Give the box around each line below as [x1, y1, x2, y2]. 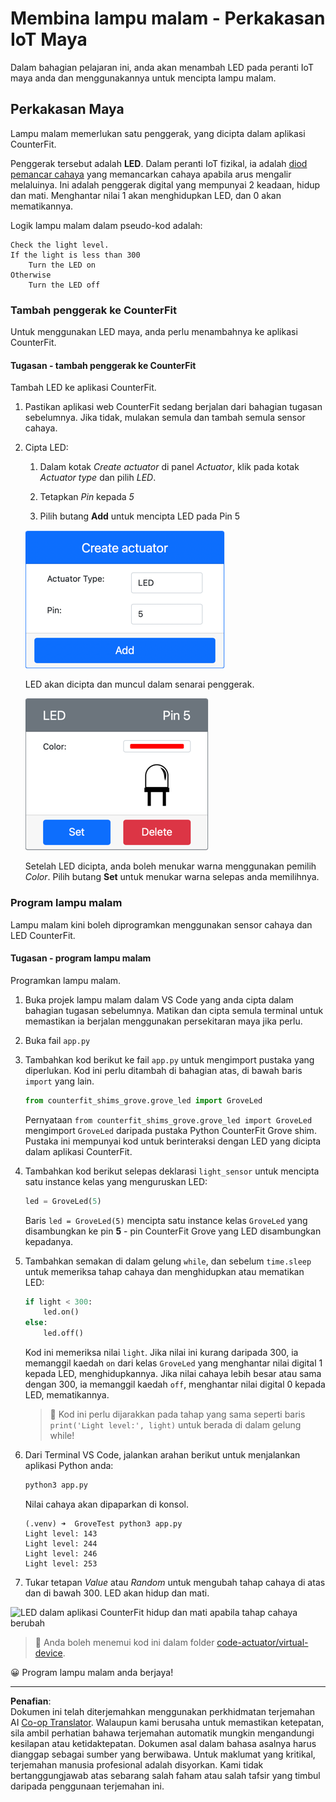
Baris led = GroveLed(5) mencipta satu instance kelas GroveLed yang [24, 1214, 308, 1226]
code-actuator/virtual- [216, 1636, 309, 1648]
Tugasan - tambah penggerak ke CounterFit [10, 359, 197, 371]
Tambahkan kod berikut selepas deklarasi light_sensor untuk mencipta [24, 1165, 320, 1177]
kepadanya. [24, 1235, 74, 1247]
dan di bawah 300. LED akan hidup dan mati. [24, 1587, 210, 1599]
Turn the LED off [28, 280, 101, 290]
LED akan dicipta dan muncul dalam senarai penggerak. [24, 678, 255, 691]
